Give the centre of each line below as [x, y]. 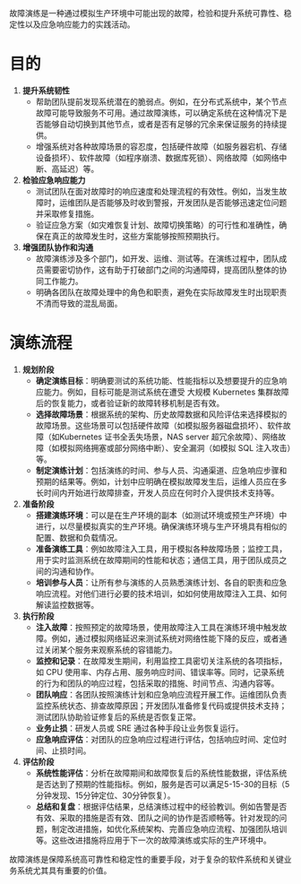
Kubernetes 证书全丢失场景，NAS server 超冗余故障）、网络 [169, 437]
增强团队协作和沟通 [58, 247]
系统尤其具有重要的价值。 [64, 870]
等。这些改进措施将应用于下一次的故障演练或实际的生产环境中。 [153, 840]
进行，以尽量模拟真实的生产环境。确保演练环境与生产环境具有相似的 [161, 526]
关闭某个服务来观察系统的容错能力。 [110, 649]
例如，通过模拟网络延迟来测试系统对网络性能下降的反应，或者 [165, 638]
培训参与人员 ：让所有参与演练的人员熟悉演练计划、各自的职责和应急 [161, 582]
